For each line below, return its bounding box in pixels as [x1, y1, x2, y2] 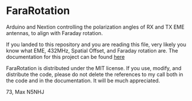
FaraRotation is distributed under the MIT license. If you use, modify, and [6, 64, 181, 71]
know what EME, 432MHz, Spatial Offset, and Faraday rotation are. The [6, 47, 179, 54]
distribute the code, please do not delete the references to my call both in [6, 71, 183, 78]
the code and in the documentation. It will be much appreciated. [6, 77, 160, 84]
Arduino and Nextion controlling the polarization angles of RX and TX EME [6, 23, 185, 30]
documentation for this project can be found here [6, 53, 125, 60]
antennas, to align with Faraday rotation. [6, 29, 103, 36]
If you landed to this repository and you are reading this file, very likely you [6, 41, 186, 48]
